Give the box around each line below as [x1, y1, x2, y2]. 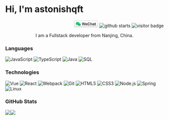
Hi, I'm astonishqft [5, 4, 84, 15]
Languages [5, 45, 34, 52]
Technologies [5, 69, 39, 76]
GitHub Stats [5, 98, 37, 105]
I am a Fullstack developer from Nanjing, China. [35, 32, 134, 38]
